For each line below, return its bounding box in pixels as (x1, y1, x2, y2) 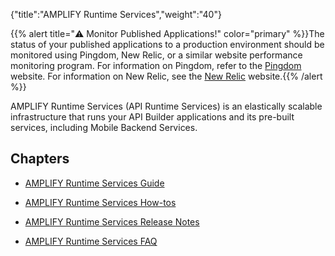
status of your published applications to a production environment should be (10, 39, 325, 50)
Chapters (10, 150, 70, 168)
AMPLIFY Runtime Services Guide (24, 177, 165, 189)
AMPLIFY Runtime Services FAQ (24, 235, 158, 247)
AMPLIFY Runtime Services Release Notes (24, 215, 200, 228)
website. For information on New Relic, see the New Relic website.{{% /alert (10, 70, 323, 82)
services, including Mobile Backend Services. (10, 122, 198, 133)
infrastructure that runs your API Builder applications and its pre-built (10, 111, 295, 123)
